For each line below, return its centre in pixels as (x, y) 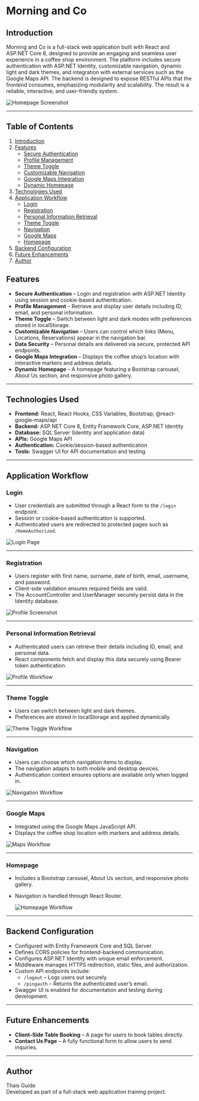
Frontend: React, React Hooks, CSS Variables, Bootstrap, (85, 414)
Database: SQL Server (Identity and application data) (80, 433)
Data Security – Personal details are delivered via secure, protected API (102, 344)
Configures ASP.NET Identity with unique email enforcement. (89, 958)
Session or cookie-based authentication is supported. (80, 518)
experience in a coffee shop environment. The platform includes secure (93, 60)
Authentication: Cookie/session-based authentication (81, 445)
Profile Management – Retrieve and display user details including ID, (98, 306)
